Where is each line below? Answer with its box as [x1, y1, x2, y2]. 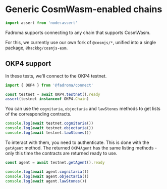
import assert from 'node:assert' [5, 20, 78, 25]
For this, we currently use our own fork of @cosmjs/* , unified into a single [5, 39, 156, 45]
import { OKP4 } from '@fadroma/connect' [5, 83, 94, 88]
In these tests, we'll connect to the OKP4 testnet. [5, 72, 107, 79]
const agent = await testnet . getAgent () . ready [5, 160, 105, 165]
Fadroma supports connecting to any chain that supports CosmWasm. [5, 29, 151, 35]
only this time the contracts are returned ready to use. [5, 150, 118, 156]
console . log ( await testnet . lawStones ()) [5, 130, 92, 135]
